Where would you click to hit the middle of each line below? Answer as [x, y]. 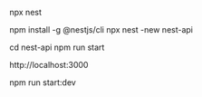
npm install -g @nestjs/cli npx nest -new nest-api [101, 29]
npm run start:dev [43, 82]
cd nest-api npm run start [57, 47]
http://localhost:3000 [49, 65]
